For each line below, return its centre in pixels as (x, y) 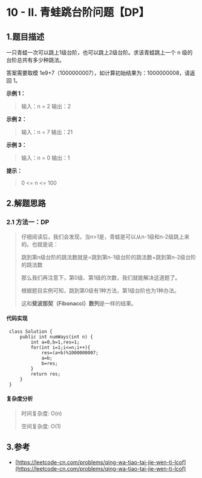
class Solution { (31, 331)
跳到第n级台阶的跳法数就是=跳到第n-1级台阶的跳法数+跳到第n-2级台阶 (109, 257)
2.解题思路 (26, 204)
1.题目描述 (25, 37)
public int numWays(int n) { (57, 337)
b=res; (50, 363)
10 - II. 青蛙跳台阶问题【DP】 (78, 12)
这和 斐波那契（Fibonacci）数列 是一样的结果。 (79, 303)
